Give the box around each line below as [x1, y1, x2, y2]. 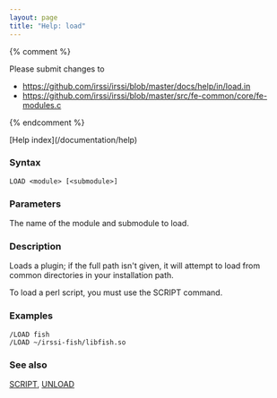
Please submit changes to [9, 64, 105, 74]
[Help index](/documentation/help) [9, 134, 138, 145]
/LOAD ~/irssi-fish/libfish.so [9, 337, 126, 347]
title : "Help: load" [9, 21, 87, 30]
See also [9, 359, 48, 371]
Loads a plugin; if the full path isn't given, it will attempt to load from [9, 260, 261, 271]
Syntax [9, 157, 41, 169]
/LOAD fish [9, 330, 50, 339]
